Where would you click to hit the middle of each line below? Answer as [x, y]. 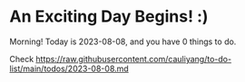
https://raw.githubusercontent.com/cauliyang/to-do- [134, 59]
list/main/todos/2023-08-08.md [69, 68]
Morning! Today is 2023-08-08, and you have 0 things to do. [123, 41]
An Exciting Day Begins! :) [109, 17]
